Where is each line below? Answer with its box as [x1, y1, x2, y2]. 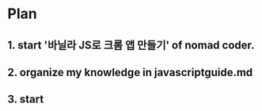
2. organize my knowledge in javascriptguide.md [7, 65, 253, 79]
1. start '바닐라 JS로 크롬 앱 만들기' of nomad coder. [7, 38, 255, 52]
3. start [7, 93, 44, 106]
